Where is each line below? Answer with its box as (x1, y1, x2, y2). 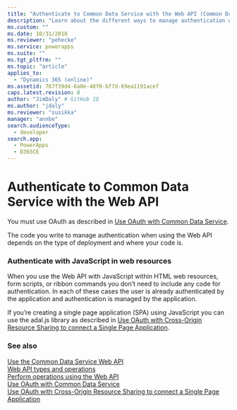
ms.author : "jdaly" (7, 102, 65, 110)
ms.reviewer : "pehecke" (7, 37, 78, 44)
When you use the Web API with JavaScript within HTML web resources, (7, 272, 219, 281)
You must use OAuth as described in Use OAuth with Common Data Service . (7, 217, 229, 225)
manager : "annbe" (7, 115, 59, 122)
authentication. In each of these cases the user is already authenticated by (7, 287, 224, 295)
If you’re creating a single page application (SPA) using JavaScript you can (7, 308, 224, 317)
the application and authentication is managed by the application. (7, 295, 197, 303)
